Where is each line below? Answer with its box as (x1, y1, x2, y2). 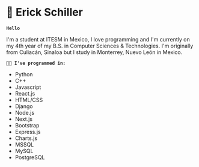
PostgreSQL (14, 153, 45, 161)
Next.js (14, 115, 33, 123)
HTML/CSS (14, 96, 43, 103)
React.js (14, 90, 35, 97)
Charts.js (14, 135, 38, 142)
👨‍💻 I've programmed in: (6, 60, 66, 66)
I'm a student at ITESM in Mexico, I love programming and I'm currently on (6, 35, 191, 43)
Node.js (14, 109, 35, 116)
